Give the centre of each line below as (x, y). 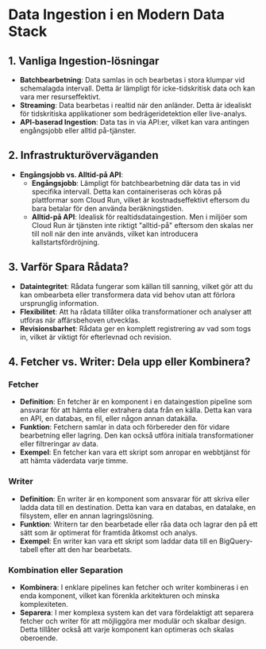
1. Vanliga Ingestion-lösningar (84, 61)
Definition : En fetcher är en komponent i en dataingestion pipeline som (136, 402)
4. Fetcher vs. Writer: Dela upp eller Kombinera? (129, 362)
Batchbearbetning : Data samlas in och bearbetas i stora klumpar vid (132, 80)
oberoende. (39, 638)
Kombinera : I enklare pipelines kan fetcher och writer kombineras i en (134, 587)
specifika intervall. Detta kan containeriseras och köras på (127, 191)
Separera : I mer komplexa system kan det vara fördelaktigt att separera (137, 612)
